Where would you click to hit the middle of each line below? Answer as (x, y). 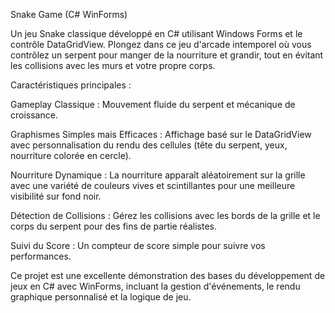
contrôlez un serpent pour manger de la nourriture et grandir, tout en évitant (167, 55)
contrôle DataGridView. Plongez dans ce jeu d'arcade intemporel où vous (161, 44)
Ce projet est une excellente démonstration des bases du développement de (168, 275)
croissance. (34, 115)
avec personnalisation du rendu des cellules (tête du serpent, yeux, (149, 145)
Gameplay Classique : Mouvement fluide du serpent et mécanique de (153, 104)
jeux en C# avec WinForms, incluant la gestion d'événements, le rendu (155, 286)
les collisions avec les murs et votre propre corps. (113, 65)
